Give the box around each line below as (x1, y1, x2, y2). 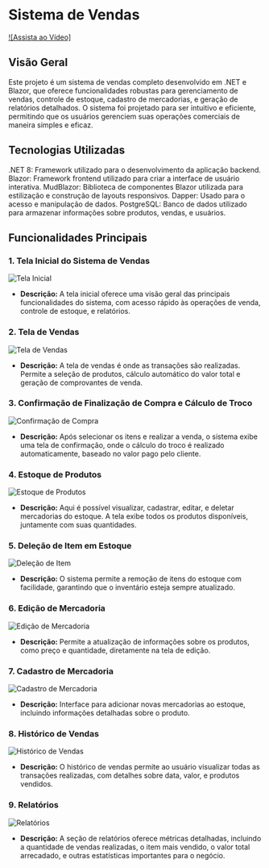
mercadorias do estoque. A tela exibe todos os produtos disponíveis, (19, 511, 248, 521)
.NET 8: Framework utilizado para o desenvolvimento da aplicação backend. (8, 165, 262, 174)
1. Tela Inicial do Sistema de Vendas (8, 255, 151, 266)
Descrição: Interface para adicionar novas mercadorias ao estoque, (19, 699, 246, 709)
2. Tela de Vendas (8, 327, 80, 338)
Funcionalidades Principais (8, 231, 147, 244)
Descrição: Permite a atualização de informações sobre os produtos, (19, 636, 250, 646)
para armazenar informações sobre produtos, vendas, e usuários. (8, 207, 226, 217)
